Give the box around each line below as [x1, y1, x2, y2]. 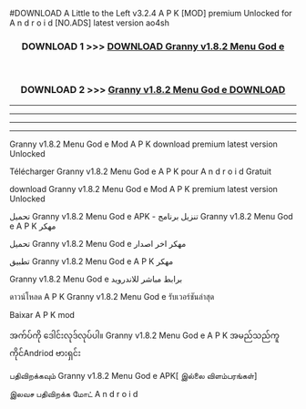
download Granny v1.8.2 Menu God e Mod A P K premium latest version [9, 183, 278, 194]
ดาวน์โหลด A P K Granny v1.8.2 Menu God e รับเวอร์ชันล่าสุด [9, 291, 215, 302]
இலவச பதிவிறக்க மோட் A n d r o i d [9, 388, 138, 399]
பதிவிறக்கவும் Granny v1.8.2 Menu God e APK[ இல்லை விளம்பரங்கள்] [9, 370, 258, 381]
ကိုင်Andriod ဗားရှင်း [9, 347, 82, 358]
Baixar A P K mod [9, 309, 76, 320]
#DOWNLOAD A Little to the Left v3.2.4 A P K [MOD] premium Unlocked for [9, 8, 293, 18]
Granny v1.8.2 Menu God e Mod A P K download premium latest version [9, 138, 278, 149]
